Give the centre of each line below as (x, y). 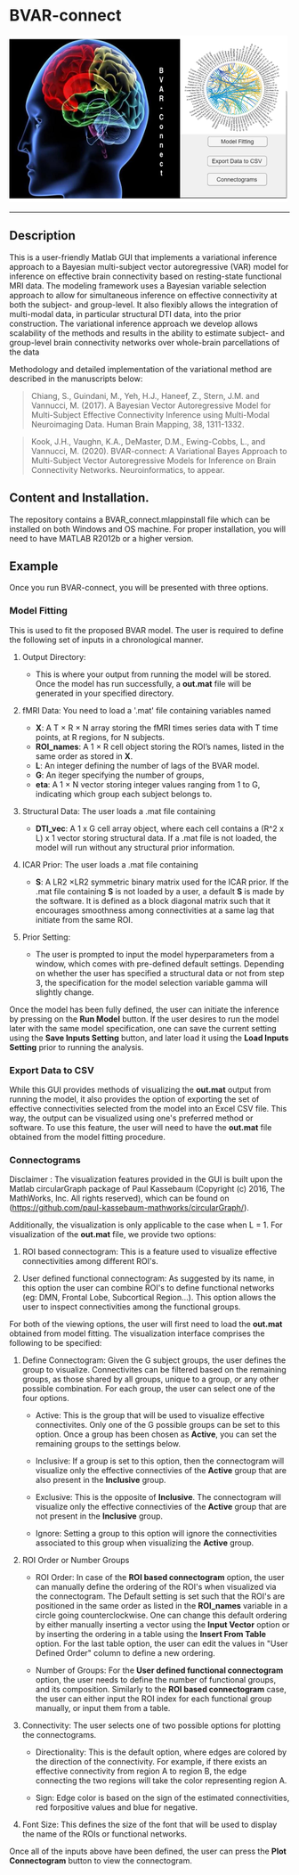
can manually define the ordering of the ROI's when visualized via (156, 1587)
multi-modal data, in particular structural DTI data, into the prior (125, 314)
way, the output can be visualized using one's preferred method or (131, 1118)
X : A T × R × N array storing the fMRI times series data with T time (157, 728)
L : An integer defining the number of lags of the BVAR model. (147, 765)
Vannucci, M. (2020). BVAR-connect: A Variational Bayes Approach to (159, 451)
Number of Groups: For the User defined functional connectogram (159, 1670)
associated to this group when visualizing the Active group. (145, 1543)
